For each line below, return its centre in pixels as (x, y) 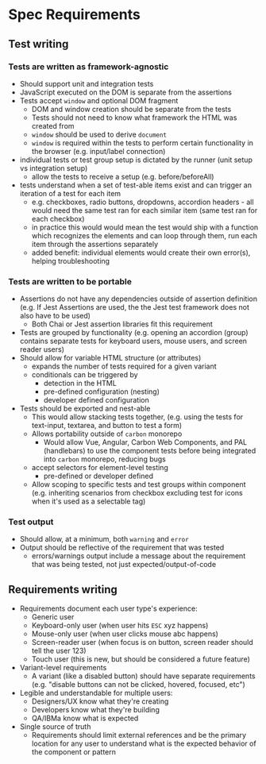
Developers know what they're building (96, 710)
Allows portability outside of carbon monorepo (107, 434)
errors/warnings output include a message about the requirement (139, 556)
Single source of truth (55, 727)
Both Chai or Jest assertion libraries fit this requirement (122, 324)
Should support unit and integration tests (87, 83)
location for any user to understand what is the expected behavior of (144, 743)
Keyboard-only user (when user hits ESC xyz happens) (120, 626)
